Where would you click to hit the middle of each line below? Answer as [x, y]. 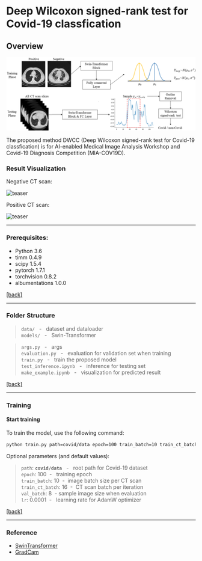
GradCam [27, 552]
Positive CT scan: [28, 205]
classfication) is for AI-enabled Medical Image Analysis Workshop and [93, 146]
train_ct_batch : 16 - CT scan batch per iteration [82, 487]
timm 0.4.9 [28, 257]
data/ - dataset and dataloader [62, 328]
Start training [23, 420]
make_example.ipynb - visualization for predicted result [91, 372]
